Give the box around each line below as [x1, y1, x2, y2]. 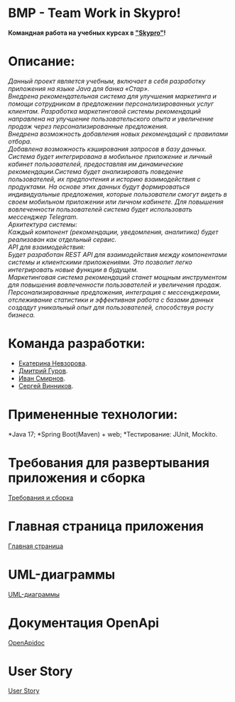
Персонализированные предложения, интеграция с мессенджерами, [8, 287, 222, 296]
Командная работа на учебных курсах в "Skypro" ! [8, 28, 166, 37]
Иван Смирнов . [18, 374, 66, 383]
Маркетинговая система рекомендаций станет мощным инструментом [8, 273, 227, 281]
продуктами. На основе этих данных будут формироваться [8, 182, 190, 191]
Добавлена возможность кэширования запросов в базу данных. [8, 144, 207, 153]
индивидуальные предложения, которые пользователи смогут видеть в [8, 190, 228, 198]
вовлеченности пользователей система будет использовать [8, 204, 192, 214]
